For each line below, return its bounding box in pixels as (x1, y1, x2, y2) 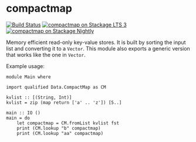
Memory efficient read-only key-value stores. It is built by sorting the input (6, 39, 186, 46)
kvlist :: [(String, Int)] (6, 94, 72, 100)
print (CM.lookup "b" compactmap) (16, 125, 101, 131)
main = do (6, 115, 31, 121)
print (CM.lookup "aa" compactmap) (16, 130, 104, 136)
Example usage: (6, 62, 45, 69)
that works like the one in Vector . (6, 51, 86, 58)
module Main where (6, 74, 51, 80)
